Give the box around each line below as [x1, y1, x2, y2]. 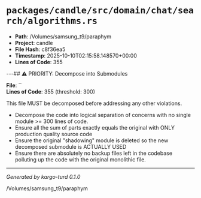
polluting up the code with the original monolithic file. [14, 155, 147, 163]
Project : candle [14, 39, 53, 46]
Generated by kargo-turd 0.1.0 [6, 173, 81, 180]
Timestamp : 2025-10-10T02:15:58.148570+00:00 [14, 52, 138, 59]
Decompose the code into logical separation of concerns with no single [14, 111, 191, 118]
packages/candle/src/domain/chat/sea [6, 5, 194, 16]
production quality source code [14, 130, 93, 137]
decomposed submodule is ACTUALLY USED [14, 143, 127, 150]
